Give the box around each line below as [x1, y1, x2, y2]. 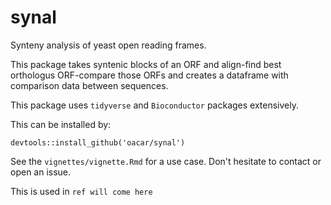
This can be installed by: [10, 118, 112, 130]
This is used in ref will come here [10, 185, 153, 197]
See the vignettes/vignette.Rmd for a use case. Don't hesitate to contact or [10, 155, 322, 167]
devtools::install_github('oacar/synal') [10, 137, 186, 148]
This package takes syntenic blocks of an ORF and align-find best [10, 58, 282, 70]
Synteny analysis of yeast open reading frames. [10, 39, 207, 51]
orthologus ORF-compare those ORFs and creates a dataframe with [10, 69, 289, 81]
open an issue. [10, 166, 72, 178]
